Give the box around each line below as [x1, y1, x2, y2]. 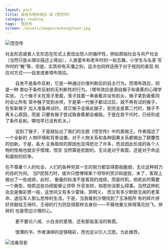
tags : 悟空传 [5, 21, 32, 26]
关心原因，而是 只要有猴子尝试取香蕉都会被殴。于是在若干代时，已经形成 [9, 111, 160, 117]
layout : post [5, 7, 32, 12]
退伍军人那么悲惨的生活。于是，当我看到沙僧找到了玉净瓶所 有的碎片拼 [13, 195, 160, 201]
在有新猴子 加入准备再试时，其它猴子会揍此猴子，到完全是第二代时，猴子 [5, 105, 155, 111]
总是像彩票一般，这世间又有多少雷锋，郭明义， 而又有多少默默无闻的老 [9, 189, 155, 195]
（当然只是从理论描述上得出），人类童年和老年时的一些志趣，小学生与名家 [5, 57, 156, 63]
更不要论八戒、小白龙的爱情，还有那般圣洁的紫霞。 [14, 218, 120, 224]
